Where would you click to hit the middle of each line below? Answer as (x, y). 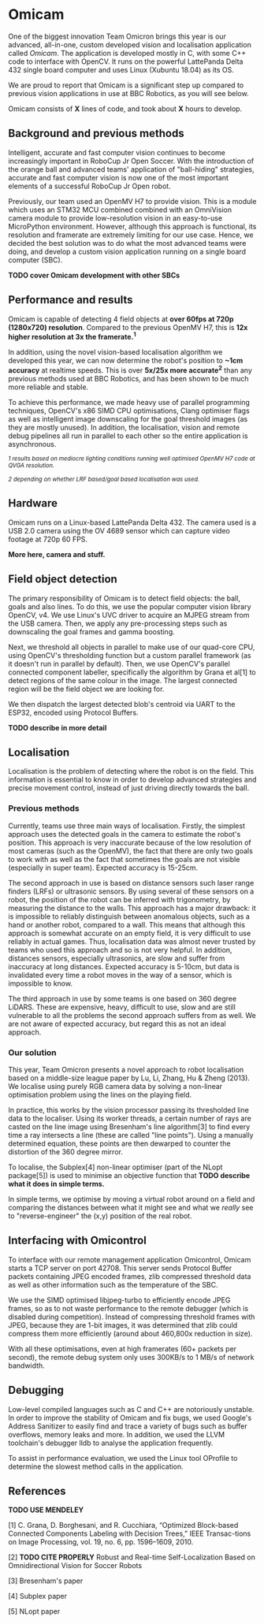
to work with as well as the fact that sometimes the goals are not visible (124, 859)
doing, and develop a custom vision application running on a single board (127, 251)
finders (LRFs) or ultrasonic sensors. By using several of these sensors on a (131, 891)
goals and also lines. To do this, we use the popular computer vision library (130, 606)
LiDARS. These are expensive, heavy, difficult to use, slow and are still (122, 1007)
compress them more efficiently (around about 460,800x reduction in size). (130, 1333)
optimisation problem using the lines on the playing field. (100, 1094)
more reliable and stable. (48, 387)
